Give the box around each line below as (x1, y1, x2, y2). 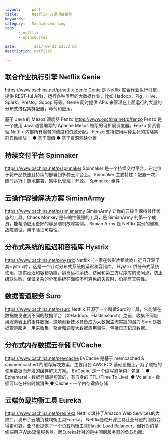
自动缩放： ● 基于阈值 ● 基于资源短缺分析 (9, 135, 97, 141)
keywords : (5, 16, 26, 21)
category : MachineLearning (5, 21, 66, 26)
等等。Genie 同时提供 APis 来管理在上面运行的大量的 (53, 99, 162, 105)
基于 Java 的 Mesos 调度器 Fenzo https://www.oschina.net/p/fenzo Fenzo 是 (5, 116, 162, 122)
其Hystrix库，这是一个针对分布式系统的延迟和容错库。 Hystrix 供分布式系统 (5, 263, 160, 269)
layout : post (5, 7, 41, 12)
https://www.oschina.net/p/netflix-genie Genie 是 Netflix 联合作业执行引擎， (5, 87, 161, 93)
